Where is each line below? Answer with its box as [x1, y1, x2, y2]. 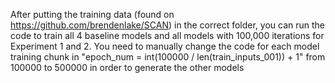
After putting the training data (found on [10, 9, 175, 20]
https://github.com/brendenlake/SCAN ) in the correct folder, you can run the [10, 19, 326, 31]
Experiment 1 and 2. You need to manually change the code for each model [10, 40, 320, 52]
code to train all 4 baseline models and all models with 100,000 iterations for [10, 30, 325, 41]
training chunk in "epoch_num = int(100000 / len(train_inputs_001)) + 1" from [10, 51, 326, 63]
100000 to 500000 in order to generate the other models [10, 62, 245, 73]
